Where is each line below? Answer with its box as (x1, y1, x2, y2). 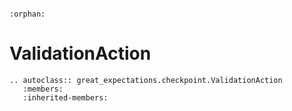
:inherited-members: (22, 92, 109, 103)
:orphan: (9, 9, 46, 19)
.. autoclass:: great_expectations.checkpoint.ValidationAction (9, 75, 283, 85)
